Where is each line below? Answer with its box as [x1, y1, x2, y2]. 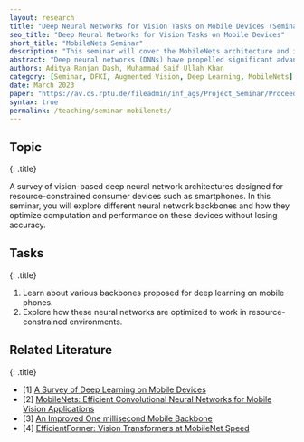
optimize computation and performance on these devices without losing [9, 210, 278, 221]
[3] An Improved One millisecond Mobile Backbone [22, 413, 213, 424]
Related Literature [9, 342, 113, 358]
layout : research [9, 13, 75, 23]
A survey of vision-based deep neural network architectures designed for [9, 181, 283, 192]
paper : [9, 89, 34, 98]
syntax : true [9, 97, 59, 107]
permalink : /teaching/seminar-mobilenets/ [9, 106, 172, 115]
